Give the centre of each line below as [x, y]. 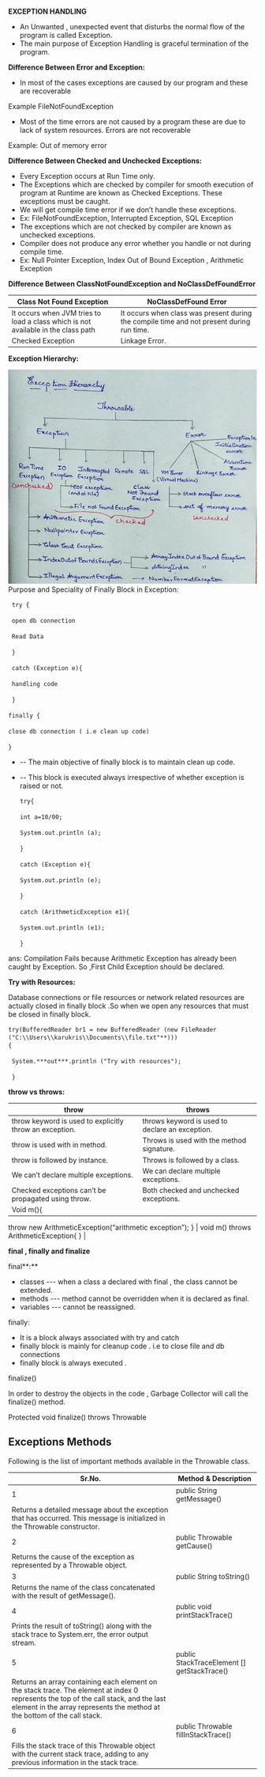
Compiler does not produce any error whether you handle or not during [135, 243]
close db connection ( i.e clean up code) [79, 732]
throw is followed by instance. [60, 1160]
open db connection [44, 621]
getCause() [194, 1546]
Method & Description [215, 1479]
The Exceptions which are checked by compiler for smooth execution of [136, 184]
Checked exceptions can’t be [59, 1191]
